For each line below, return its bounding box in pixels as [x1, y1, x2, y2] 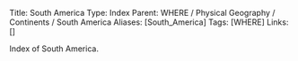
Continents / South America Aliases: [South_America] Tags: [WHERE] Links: [9, 17, 289, 27]
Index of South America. [9, 43, 99, 54]
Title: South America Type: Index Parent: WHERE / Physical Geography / [9, 8, 276, 18]
